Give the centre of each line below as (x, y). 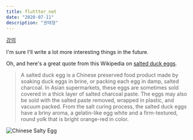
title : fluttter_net (32, 12)
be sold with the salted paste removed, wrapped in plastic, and (97, 100)
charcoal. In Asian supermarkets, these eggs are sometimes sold (99, 88)
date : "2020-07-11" (30, 17)
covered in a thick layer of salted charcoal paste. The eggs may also (104, 94)
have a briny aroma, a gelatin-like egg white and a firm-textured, (99, 113)
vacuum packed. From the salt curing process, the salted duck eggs (104, 107)
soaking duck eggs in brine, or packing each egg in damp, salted (100, 81)
